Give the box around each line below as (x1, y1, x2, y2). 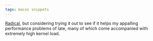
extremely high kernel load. (5, 30, 60, 36)
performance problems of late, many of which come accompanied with (5, 25, 148, 31)
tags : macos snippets (5, 7, 49, 12)
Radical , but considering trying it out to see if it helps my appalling (5, 20, 138, 26)
